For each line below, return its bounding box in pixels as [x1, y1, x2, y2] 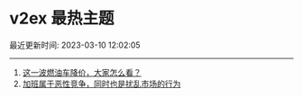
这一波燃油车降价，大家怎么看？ [22, 66, 142, 77]
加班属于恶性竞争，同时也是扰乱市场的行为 [22, 78, 181, 89]
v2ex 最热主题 [9, 8, 115, 29]
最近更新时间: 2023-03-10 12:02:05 [9, 40, 142, 50]
